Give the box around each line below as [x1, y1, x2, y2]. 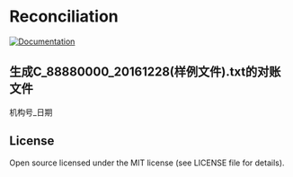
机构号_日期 [9, 106, 53, 118]
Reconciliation [9, 6, 119, 27]
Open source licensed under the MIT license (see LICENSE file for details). [9, 157, 285, 168]
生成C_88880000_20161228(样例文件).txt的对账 [9, 65, 281, 80]
